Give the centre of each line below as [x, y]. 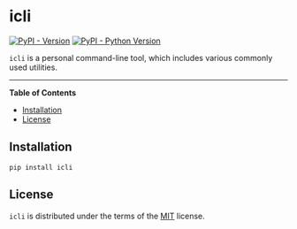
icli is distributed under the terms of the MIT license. [107, 216]
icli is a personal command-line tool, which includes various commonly [141, 57]
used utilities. [33, 67]
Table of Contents [43, 92]
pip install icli [41, 167]
